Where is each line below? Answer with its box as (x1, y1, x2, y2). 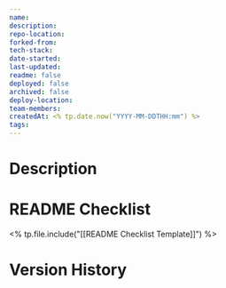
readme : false (9, 71, 62, 80)
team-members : (9, 104, 62, 113)
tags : (9, 121, 29, 130)
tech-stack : (9, 46, 53, 55)
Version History (9, 260, 127, 280)
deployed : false (9, 79, 69, 88)
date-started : (9, 54, 62, 63)
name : (9, 12, 29, 22)
